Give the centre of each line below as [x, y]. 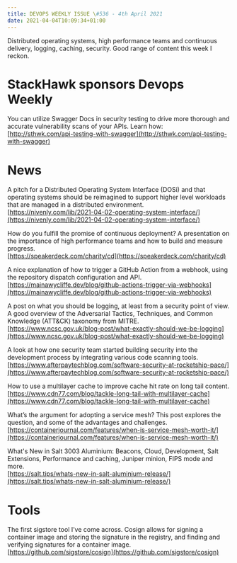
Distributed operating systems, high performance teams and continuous [112, 40]
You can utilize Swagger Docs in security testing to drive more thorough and [118, 119]
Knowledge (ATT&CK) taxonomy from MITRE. [73, 321]
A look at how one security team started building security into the [103, 350]
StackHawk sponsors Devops [96, 84]
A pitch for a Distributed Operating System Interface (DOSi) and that [106, 190]
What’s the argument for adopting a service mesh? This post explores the [114, 415]
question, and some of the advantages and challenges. [87, 423]
